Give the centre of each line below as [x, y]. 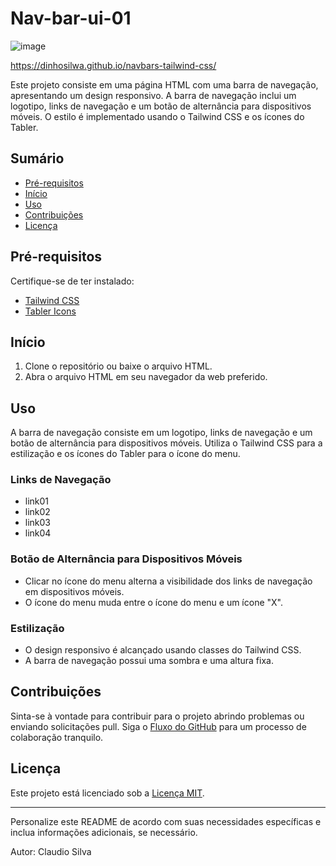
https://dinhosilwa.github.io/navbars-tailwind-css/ [113, 65]
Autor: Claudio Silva [51, 851]
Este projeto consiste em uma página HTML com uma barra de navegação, [164, 84]
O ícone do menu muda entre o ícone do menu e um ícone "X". [153, 602]
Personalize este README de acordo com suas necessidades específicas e [166, 821]
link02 [37, 512]
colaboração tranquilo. [57, 737]
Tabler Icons [50, 311]
